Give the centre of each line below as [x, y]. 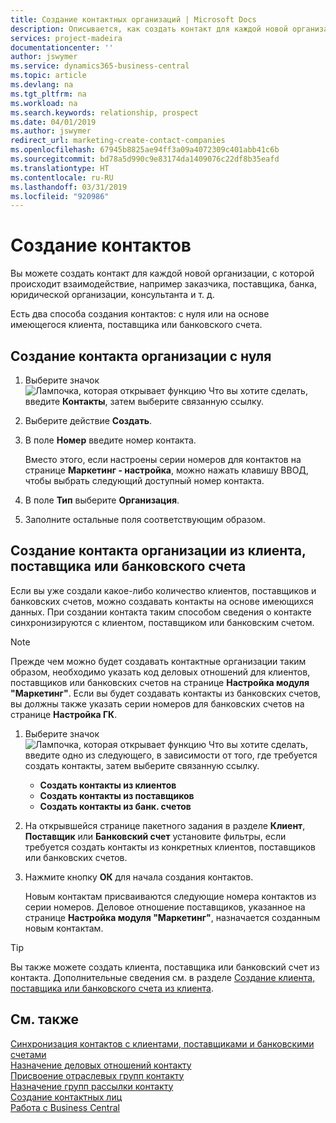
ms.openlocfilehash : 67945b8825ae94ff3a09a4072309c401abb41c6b [145, 150]
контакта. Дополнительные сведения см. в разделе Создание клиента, [163, 977]
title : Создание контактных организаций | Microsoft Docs [133, 19]
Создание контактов [101, 245]
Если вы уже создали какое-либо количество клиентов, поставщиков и [163, 590]
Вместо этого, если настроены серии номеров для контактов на [163, 459]
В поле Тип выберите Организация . [102, 500]
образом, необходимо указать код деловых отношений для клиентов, [160, 672]
